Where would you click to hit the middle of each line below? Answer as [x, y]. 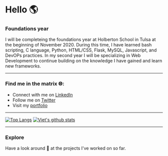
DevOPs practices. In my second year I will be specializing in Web [73, 55]
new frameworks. [23, 66]
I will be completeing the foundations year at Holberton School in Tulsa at [80, 39]
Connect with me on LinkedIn [42, 94]
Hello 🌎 [22, 10]
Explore [15, 137]
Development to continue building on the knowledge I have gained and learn [84, 61]
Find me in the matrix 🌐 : [35, 84]
